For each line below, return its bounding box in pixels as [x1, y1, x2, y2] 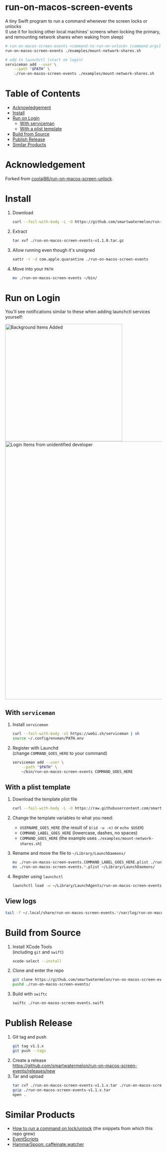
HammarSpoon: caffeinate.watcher [12, 1142, 84, 1148]
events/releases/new [12, 1068, 56, 1074]
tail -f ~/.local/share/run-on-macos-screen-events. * [5, 910, 119, 915]
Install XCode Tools [12, 943, 52, 950]
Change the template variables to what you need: [12, 815, 113, 821]
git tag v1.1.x [12, 1044, 44, 1049]
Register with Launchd [12, 745, 59, 751]
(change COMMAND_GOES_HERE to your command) [12, 751, 108, 756]
